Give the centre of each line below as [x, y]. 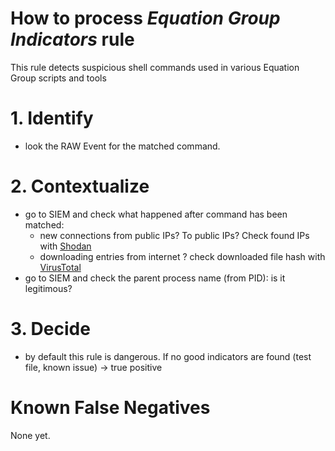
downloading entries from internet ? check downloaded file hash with [182, 256]
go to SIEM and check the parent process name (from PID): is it [155, 278]
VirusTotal [60, 267]
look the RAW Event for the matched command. [122, 146]
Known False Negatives [110, 407]
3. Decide [50, 329]
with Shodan [65, 246]
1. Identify [52, 118]
